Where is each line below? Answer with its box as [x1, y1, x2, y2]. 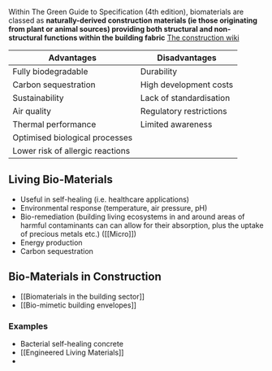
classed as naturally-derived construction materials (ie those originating [8, 15, 258, 25]
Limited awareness [140, 119, 213, 129]
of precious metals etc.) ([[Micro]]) [19, 229, 136, 238]
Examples [8, 321, 49, 332]
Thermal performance [12, 119, 97, 129]
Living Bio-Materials [8, 172, 114, 186]
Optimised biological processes [12, 132, 133, 143]
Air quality [12, 106, 51, 116]
